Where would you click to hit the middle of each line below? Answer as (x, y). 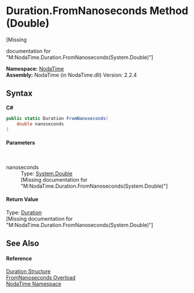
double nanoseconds (40, 124)
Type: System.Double (47, 173)
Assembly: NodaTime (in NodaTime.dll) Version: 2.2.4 (72, 75)
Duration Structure (28, 271)
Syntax (19, 93)
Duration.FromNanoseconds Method (97, 11)
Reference (19, 258)
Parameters (21, 142)
